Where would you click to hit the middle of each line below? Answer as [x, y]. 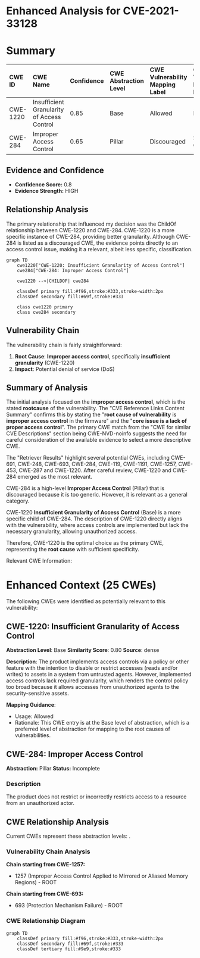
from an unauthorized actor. [40, 803]
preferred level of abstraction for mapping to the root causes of [93, 729]
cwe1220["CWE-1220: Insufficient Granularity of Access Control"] [101, 265]
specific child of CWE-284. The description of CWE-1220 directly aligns [94, 519]
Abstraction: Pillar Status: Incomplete [53, 768]
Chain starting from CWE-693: [45, 894]
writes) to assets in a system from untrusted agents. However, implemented [99, 675]
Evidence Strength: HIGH [46, 191]
